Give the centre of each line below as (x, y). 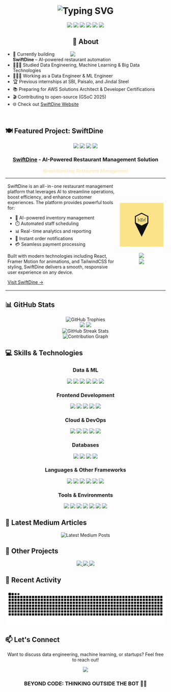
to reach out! (85, 660)
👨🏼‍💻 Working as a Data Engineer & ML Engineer (63, 76)
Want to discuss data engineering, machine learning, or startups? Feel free (85, 654)
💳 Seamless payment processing (50, 244)
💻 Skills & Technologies (44, 353)
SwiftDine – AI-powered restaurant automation (62, 59)
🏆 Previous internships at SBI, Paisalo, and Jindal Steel (70, 81)
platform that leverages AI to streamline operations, (61, 191)
